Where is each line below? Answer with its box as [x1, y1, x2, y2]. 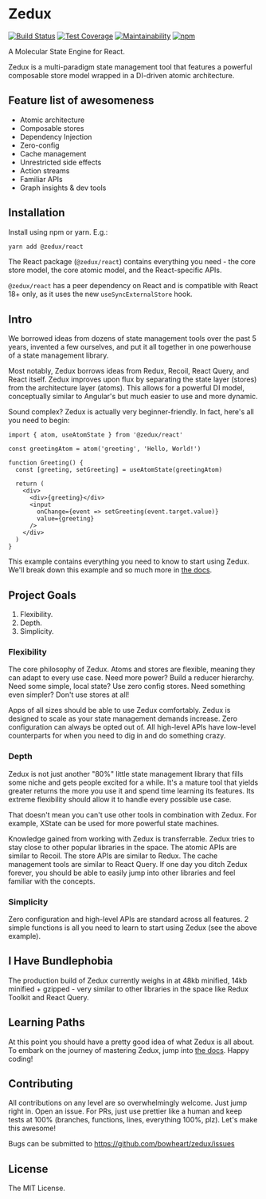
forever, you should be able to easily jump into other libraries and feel [8, 868, 236, 877]
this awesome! [8, 1123, 57, 1134]
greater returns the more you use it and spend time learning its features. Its [8, 785, 255, 795]
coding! [8, 1054, 33, 1063]
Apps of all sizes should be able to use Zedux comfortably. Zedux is [8, 706, 231, 715]
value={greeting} [37, 515, 94, 523]
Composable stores [19, 123, 84, 133]
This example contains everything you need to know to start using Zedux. [8, 556, 249, 567]
